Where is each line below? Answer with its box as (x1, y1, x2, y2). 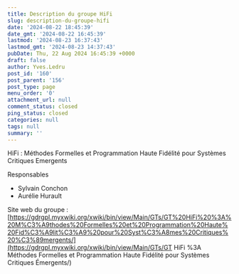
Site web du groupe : (7, 206, 69, 214)
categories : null (7, 116, 59, 123)
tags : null (7, 122, 40, 130)
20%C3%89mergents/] (7, 236, 76, 244)
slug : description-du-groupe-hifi (7, 17, 110, 24)
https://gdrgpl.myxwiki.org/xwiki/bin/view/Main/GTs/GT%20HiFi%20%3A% (9, 213, 232, 221)
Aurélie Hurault (17, 191, 63, 200)
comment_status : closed (7, 103, 78, 110)
